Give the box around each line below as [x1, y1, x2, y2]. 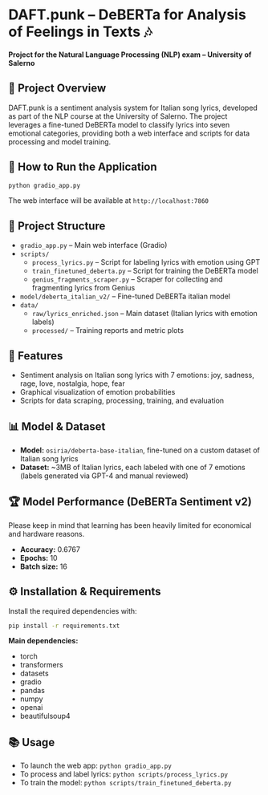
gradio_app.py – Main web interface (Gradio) [19, 241, 168, 250]
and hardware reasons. [8, 529, 85, 538]
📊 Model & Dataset [8, 420, 106, 434]
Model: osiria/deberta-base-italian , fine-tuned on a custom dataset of [19, 445, 261, 455]
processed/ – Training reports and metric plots [31, 326, 185, 335]
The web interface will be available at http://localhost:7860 [8, 196, 209, 205]
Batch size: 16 [19, 562, 68, 571]
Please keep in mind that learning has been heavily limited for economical [8, 520, 252, 530]
